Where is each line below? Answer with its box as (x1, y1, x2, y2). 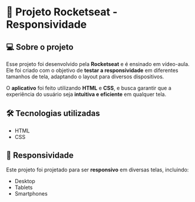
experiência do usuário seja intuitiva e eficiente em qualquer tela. (6, 91, 167, 98)
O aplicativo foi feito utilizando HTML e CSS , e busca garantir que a (6, 85, 172, 91)
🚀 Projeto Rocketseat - (6, 5, 118, 19)
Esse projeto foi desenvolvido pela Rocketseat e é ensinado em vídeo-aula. (6, 61, 190, 67)
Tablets (14, 184, 33, 191)
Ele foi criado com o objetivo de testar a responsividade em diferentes (6, 67, 179, 74)
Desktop (14, 177, 35, 184)
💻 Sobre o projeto (6, 42, 74, 52)
